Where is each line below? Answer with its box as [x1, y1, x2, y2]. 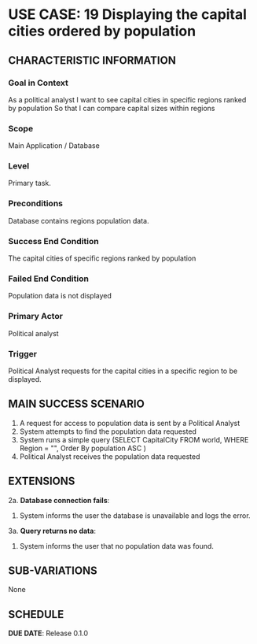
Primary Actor [8, 311, 63, 322]
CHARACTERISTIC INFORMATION [8, 54, 177, 67]
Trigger [8, 348, 38, 359]
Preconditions [8, 198, 64, 209]
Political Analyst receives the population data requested [19, 451, 200, 461]
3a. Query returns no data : [8, 526, 97, 535]
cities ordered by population [8, 22, 196, 40]
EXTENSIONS [8, 475, 75, 488]
